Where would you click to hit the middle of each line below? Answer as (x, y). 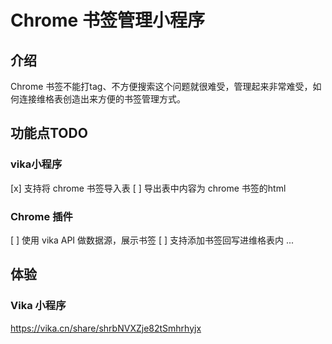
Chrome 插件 (41, 216)
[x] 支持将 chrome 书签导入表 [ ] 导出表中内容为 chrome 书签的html (148, 188)
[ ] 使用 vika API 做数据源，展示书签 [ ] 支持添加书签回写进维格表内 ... (152, 240)
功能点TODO (49, 133)
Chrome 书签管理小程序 (107, 20)
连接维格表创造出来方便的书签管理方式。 (102, 99)
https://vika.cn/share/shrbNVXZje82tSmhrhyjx (106, 328)
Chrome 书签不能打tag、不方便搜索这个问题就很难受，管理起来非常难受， (161, 86)
